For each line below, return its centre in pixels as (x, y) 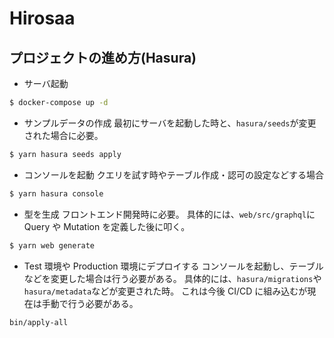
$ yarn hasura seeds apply (65, 154)
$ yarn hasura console (56, 193)
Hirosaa (42, 18)
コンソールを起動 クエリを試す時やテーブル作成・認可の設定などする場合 (173, 174)
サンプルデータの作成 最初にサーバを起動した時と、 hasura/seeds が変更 (170, 123)
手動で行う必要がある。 (90, 303)
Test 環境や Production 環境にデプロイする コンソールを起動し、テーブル (173, 266)
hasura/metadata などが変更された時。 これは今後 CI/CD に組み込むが (165, 291)
